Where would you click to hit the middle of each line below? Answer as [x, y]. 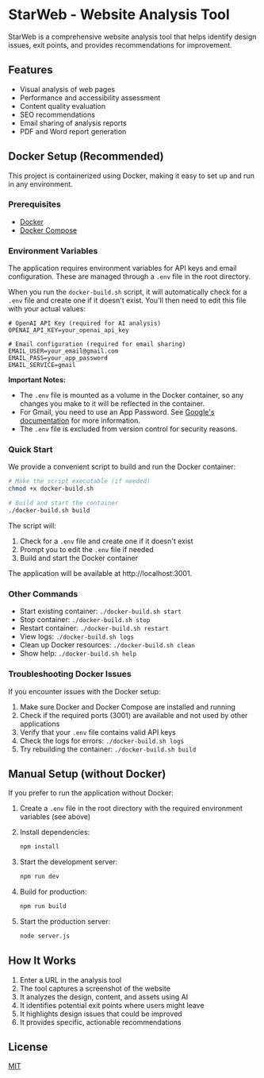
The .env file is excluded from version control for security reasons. [128, 429]
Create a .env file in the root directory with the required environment [131, 809]
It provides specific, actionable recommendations [100, 1022]
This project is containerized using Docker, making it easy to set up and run [132, 176]
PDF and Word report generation [73, 131]
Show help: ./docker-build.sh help [78, 654]
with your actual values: [47, 309]
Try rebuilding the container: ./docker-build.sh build [108, 749]
